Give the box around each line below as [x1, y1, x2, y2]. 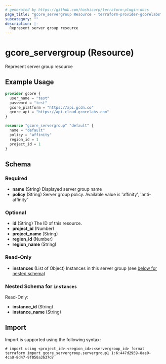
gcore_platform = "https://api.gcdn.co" [9, 105, 94, 110]
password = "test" [9, 100, 48, 105]
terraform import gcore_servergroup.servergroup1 [5, 351, 110, 356]
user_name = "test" [9, 95, 50, 101]
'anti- [140, 192, 152, 198]
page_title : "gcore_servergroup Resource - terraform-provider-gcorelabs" [5, 12, 163, 17]
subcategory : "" [5, 16, 39, 21]
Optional [5, 209, 26, 216]
